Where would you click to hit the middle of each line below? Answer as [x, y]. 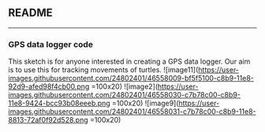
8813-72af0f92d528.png [48, 120]
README [30, 13]
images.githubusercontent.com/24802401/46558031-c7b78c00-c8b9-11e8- [132, 112]
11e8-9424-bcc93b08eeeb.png [59, 103]
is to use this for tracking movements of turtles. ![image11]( [103, 70]
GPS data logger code [50, 44]
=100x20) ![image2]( [125, 86]
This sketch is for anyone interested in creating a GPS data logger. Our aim [129, 61]
